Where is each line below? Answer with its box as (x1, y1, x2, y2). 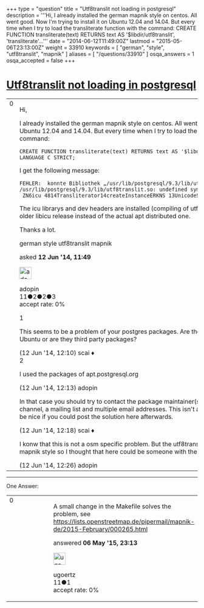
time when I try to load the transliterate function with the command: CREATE (6, 24, 197, 32)
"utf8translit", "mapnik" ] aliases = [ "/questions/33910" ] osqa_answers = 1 (6, 50, 194, 57)
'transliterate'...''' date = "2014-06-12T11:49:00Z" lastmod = (6, 38, 155, 44)
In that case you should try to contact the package (19, 397, 163, 406)
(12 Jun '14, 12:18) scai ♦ (19, 426, 95, 434)
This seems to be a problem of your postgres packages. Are (19, 327, 190, 336)
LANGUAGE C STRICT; (19, 154, 76, 161)
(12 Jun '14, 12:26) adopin (19, 461, 98, 469)
